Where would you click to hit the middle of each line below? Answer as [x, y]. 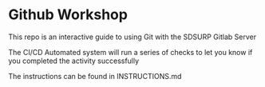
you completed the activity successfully [74, 61]
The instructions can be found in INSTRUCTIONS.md [95, 76]
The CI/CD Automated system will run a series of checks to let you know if [131, 52]
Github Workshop [68, 15]
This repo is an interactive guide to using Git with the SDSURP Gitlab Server [132, 37]
